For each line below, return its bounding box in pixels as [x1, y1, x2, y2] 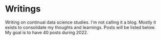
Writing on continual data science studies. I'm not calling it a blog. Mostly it [5, 19, 156, 25]
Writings [5, 3, 41, 14]
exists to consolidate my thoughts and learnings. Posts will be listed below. [5, 24, 156, 30]
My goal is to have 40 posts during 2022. [5, 29, 88, 35]
